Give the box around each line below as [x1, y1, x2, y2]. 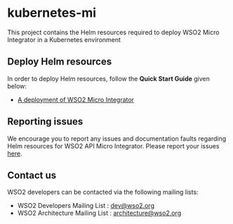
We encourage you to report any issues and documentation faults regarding [7, 134, 227, 143]
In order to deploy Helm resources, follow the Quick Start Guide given [7, 74, 211, 83]
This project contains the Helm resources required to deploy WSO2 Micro [7, 28, 220, 36]
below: [7, 82, 27, 90]
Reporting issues [7, 115, 84, 127]
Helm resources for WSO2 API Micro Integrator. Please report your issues [7, 141, 220, 150]
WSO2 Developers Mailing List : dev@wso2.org [17, 202, 154, 210]
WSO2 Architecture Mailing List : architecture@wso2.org [17, 209, 181, 218]
